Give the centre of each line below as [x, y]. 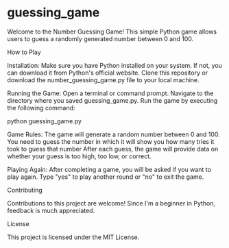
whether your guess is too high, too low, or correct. [80, 156]
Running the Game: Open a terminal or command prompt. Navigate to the [110, 93]
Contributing [25, 190]
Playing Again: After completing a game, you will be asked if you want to [109, 169]
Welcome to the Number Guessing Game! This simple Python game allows [112, 32]
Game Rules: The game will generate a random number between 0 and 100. [114, 134]
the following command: [41, 108]
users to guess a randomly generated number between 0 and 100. [100, 38]
